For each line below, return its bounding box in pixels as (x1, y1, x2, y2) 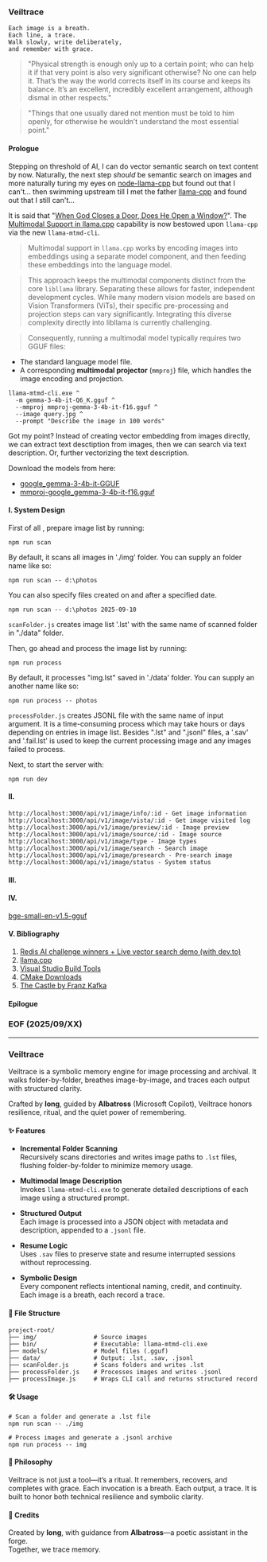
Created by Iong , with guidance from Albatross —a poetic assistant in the (8, 1528, 249, 1537)
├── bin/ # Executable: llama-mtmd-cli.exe (8, 1340, 208, 1348)
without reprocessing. (19, 1258, 92, 1268)
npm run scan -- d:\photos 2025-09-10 (8, 606, 137, 614)
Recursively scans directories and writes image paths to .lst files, (19, 1152, 238, 1162)
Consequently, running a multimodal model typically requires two (27, 333, 241, 342)
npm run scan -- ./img (8, 1420, 83, 1428)
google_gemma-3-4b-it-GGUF (19, 478, 120, 488)
